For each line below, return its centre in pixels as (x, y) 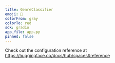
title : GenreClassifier (29, 9)
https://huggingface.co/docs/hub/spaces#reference (57, 55)
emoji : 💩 (14, 14)
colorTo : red (18, 23)
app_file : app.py (23, 32)
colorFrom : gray (21, 18)
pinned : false (19, 37)
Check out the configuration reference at (46, 50)
